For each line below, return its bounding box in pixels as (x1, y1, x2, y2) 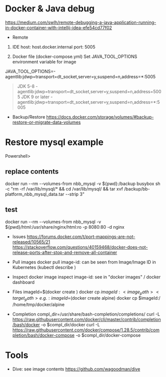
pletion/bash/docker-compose (12, 332, 75, 338)
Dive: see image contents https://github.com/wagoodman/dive (12, 366, 140, 372)
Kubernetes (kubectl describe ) (12, 264, 76, 270)
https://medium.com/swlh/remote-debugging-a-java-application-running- (5, 19, 157, 25)
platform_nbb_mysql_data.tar (5, 191, 64, 197)
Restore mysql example (5, 137, 104, 148)
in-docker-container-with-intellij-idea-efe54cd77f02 (5, 24, 112, 30)
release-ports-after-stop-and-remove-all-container (12, 249, 117, 255)
